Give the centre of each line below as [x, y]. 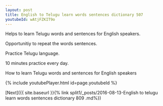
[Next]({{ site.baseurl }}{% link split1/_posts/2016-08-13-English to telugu [82, 93]
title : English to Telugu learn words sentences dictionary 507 [74, 15]
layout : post [19, 10]
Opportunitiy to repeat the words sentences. [51, 44]
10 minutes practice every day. [37, 63]
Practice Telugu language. [32, 53]
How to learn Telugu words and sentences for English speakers [71, 73]
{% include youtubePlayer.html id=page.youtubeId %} [61, 83]
